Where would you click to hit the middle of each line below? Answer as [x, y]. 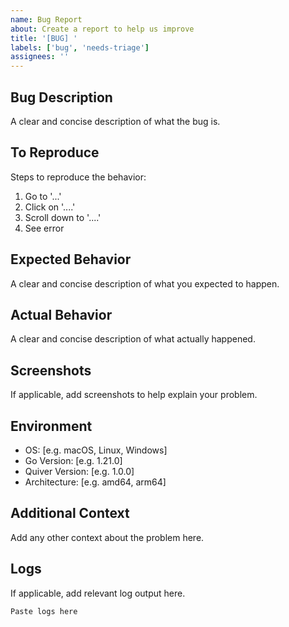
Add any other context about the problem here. [107, 537]
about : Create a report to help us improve [102, 29]
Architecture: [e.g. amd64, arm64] [95, 482]
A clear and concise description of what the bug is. [115, 121]
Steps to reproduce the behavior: [78, 177]
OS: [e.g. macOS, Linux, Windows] [96, 450]
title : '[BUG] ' [44, 38]
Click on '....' [50, 207]
